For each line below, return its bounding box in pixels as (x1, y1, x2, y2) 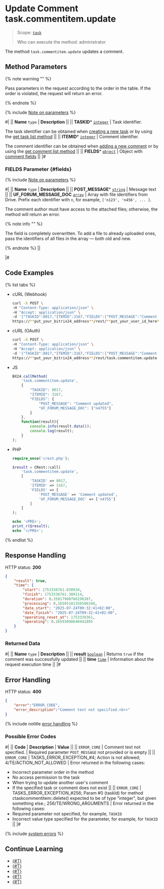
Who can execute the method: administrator (17, 39, 106, 45)
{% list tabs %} (5, 282, 36, 288)
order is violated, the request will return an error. (5, 90, 103, 96)
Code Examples (5, 269, 54, 277)
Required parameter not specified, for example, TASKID (12, 811, 122, 817)
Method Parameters (5, 63, 67, 71)
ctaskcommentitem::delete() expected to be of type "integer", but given (12, 795, 157, 801)
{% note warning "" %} (5, 75, 51, 81)
